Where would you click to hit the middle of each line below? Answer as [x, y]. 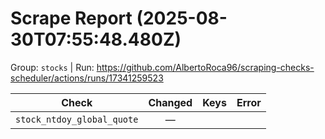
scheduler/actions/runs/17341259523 [87, 78]
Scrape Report [71, 18]
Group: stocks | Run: [52, 67]
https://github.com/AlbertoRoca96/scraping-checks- [205, 67]
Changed [170, 102]
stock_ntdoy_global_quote [77, 119]
